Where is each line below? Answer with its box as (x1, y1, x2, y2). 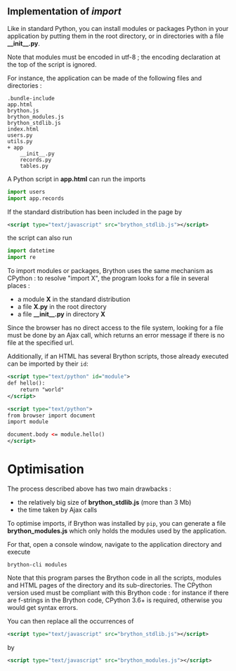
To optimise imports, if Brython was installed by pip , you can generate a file (7, 519, 226, 527)
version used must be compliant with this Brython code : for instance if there (7, 589, 230, 597)
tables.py (20, 162, 49, 169)
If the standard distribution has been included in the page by (7, 207, 183, 216)
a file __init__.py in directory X (17, 310, 105, 319)
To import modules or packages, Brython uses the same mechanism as (7, 267, 214, 275)
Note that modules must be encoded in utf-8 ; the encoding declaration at (7, 53, 221, 61)
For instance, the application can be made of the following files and (7, 74, 202, 82)
